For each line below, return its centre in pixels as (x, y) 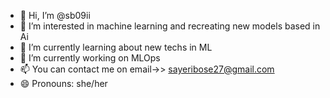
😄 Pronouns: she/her (63, 83)
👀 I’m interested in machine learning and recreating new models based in (170, 26)
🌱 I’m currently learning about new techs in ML (116, 47)
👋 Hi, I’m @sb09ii (55, 15)
